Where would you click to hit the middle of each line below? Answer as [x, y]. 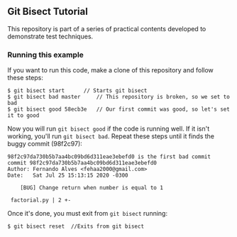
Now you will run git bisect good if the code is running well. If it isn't [109, 129]
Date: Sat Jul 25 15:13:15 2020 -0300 [68, 176]
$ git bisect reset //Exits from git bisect [76, 226]
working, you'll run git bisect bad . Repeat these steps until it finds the [111, 136]
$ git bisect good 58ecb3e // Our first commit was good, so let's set [119, 109]
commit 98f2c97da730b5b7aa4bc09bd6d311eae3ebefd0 [82, 163]
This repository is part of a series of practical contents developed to [107, 28]
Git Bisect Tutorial [48, 12]
